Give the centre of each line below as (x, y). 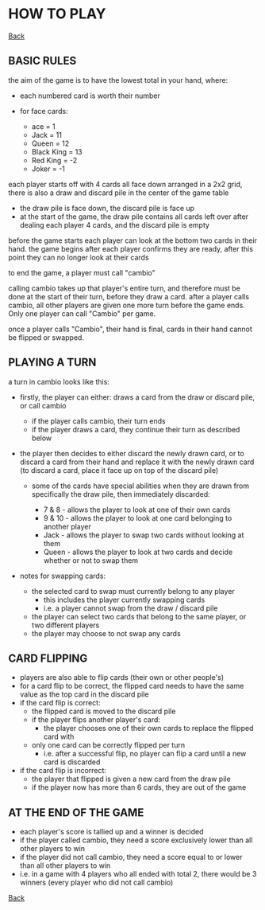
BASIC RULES (42, 61)
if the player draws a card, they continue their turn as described (136, 429)
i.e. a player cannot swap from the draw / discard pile (131, 608)
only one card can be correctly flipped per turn (108, 745)
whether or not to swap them (91, 560)
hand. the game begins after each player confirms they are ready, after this (131, 248)
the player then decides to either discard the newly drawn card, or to (132, 453)
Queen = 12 (50, 143)
